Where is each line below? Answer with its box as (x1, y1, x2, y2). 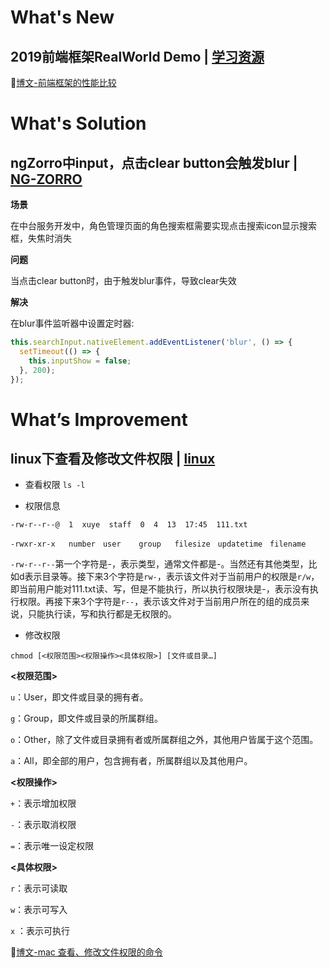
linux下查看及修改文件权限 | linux (10, 450, 216, 467)
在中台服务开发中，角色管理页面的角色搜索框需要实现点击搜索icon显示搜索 (10, 220, 318, 231)
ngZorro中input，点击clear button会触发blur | (10, 154, 298, 171)
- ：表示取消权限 (10, 819, 77, 831)
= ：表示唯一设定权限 (10, 840, 95, 852)
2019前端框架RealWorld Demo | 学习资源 (10, 48, 265, 65)
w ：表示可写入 (10, 904, 68, 916)
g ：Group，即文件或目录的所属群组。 (10, 712, 163, 725)
